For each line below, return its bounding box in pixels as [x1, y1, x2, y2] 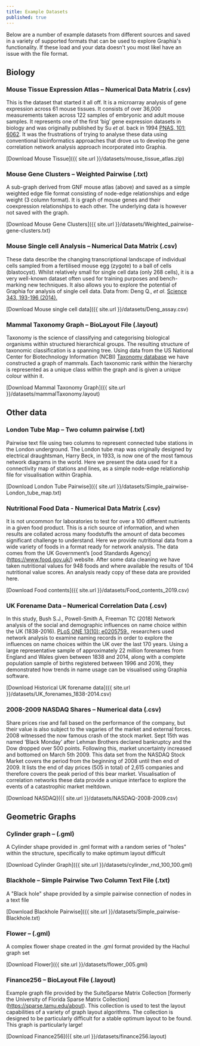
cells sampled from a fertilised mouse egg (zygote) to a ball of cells [6, 262, 172, 269]
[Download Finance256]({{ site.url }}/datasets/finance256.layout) [6, 1033, 167, 1040]
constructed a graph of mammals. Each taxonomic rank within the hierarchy [6, 360, 193, 367]
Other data [6, 408, 47, 418]
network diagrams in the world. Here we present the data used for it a [6, 458, 178, 465]
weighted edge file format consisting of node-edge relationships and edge [6, 190, 190, 197]
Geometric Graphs [6, 812, 76, 822]
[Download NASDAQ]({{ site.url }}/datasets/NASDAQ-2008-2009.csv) [6, 794, 178, 801]
